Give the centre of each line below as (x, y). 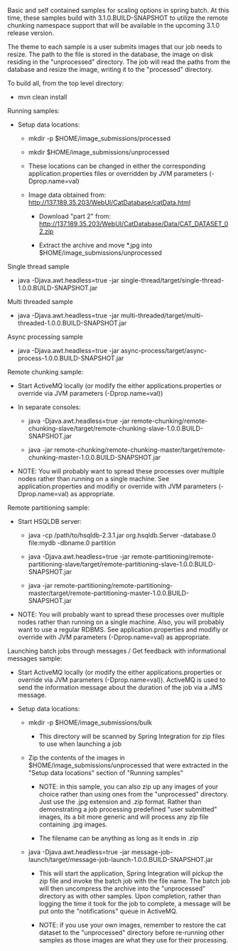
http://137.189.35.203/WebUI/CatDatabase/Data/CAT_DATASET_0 (134, 224)
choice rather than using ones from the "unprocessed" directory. (134, 794)
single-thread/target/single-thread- (172, 280)
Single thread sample (38, 267)
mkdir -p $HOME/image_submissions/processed (99, 138)
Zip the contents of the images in (77, 758)
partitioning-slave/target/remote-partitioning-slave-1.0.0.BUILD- (122, 564)
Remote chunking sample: (45, 372)
